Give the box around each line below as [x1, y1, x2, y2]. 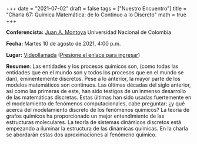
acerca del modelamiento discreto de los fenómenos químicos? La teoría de [6, 107, 190, 113]
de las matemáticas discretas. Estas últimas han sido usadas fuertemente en [6, 94, 192, 101]
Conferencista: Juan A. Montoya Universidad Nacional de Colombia [6, 29, 172, 36]
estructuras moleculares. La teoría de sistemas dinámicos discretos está [6, 119, 181, 125]
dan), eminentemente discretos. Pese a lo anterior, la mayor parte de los [6, 76, 181, 82]
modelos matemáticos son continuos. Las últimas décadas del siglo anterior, [6, 81, 191, 88]
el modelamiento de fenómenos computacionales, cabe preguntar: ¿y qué [6, 100, 185, 107]
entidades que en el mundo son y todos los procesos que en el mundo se [6, 69, 184, 76]
